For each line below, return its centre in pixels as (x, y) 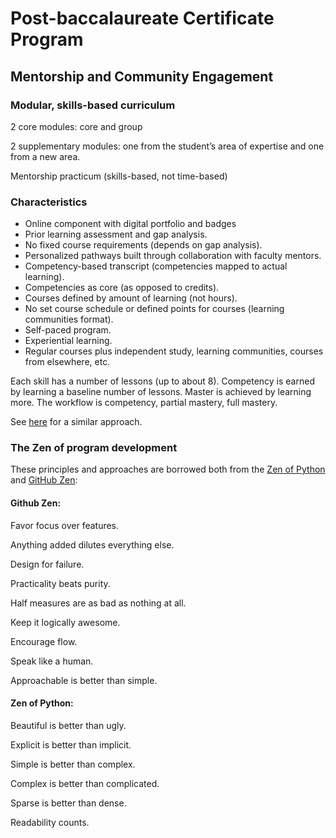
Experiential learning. (68, 341)
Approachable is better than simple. (84, 680)
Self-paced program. (68, 330)
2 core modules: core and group (76, 126)
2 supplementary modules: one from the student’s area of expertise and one (167, 146)
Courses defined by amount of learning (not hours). (131, 298)
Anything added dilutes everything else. (92, 544)
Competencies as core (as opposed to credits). (122, 288)
